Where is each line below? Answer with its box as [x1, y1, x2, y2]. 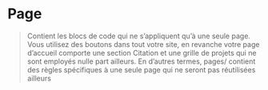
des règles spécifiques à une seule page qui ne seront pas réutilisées [26, 65, 256, 74]
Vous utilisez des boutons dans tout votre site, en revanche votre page [26, 39, 260, 49]
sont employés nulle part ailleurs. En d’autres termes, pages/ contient [26, 57, 256, 66]
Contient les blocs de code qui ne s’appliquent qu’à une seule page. [26, 31, 251, 41]
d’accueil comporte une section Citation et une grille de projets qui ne [26, 48, 257, 57]
